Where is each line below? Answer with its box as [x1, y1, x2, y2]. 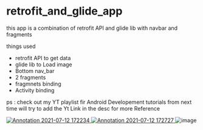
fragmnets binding [15, 80, 62, 87]
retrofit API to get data [15, 54, 71, 61]
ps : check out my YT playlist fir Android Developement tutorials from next [6, 98, 192, 106]
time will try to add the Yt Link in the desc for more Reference [6, 104, 160, 112]
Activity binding [15, 86, 55, 94]
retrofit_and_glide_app [6, 4, 123, 18]
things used [6, 43, 36, 50]
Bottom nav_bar [15, 67, 55, 74]
